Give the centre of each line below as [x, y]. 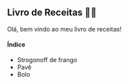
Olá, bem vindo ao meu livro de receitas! [64, 29]
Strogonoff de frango [47, 60]
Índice [16, 44]
